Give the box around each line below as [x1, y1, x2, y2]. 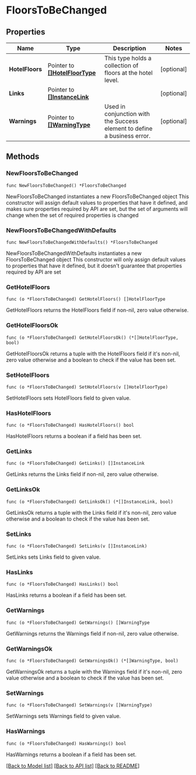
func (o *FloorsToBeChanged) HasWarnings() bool [6, 740, 127, 746]
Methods [6, 152, 40, 162]
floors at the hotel [104, 69, 153, 77]
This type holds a [104, 54, 152, 62]
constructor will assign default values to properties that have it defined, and [6, 199, 188, 206]
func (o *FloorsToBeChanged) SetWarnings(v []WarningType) [6, 702, 153, 708]
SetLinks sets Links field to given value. [6, 553, 101, 560]
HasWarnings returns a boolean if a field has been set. [6, 751, 137, 758]
